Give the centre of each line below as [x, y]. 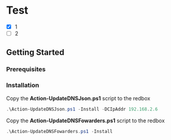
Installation [23, 85]
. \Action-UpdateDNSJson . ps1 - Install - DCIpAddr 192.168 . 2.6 [82, 109]
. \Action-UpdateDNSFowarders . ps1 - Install [59, 131]
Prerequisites [26, 69]
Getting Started [35, 52]
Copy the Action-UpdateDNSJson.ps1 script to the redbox [78, 98]
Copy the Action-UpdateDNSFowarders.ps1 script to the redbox [85, 120]
